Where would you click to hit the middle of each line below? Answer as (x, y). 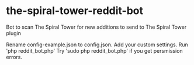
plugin (14, 33)
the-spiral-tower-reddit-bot (75, 11)
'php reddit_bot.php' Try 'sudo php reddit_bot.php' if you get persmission (94, 50)
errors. (14, 57)
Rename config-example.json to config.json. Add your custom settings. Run (97, 45)
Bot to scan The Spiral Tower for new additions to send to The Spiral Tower (96, 27)
